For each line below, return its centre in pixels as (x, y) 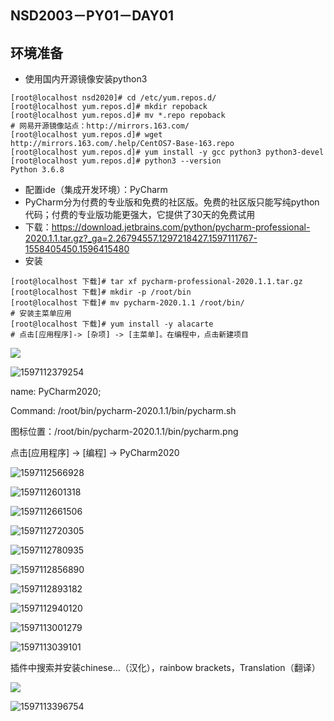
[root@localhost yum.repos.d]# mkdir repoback (109, 107)
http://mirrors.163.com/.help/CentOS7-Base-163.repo (122, 144)
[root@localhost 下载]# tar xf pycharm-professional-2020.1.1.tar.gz (156, 282)
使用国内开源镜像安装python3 (86, 79)
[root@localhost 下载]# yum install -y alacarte (112, 324)
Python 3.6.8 (37, 170)
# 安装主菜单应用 (41, 314)
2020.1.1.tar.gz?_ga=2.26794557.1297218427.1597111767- (141, 238)
